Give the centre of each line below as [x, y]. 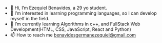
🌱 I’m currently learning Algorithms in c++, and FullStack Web [75, 24]
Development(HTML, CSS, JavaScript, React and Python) [71, 29]
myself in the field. [30, 18]
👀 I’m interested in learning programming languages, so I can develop [84, 13]
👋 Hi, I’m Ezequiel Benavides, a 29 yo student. [59, 8]
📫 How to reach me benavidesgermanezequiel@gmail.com [73, 35]
